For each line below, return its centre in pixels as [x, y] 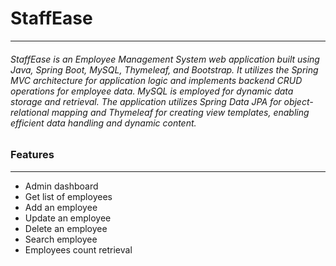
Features [32, 155]
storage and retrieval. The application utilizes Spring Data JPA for [146, 101]
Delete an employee [66, 228]
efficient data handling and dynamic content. [103, 123]
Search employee [61, 239]
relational [30, 112]
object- [298, 101]
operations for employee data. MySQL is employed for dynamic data [152, 91]
